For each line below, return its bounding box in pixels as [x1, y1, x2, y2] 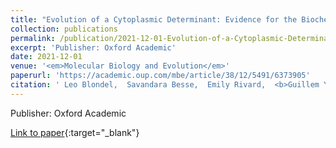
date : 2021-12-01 [10, 52, 83, 62]
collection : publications [10, 24, 118, 34]
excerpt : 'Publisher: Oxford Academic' [10, 42, 177, 53]
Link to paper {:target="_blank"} [10, 126, 140, 138]
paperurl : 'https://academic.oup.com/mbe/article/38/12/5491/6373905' [10, 71, 311, 81]
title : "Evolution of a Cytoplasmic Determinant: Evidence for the [10, 14, 298, 25]
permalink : [10, 33, 56, 43]
